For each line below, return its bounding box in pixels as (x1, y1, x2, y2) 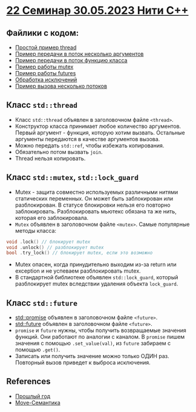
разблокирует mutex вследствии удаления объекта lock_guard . (15, 280, 178, 288)
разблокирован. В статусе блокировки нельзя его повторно (15, 201, 171, 208)
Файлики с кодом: (6, 28, 79, 38)
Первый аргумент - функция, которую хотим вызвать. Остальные (15, 128, 186, 136)
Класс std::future (6, 297, 77, 308)
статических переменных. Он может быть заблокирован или (15, 194, 174, 202)
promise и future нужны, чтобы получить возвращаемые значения (15, 327, 186, 334)
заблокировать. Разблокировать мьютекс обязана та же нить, (15, 207, 177, 215)
